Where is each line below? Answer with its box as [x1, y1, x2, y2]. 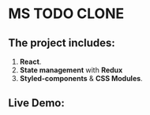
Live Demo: [8, 96, 65, 110]
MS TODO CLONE [8, 5, 125, 23]
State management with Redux [19, 65, 123, 75]
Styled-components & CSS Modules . [19, 74, 144, 83]
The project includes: [8, 36, 116, 50]
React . [19, 57, 42, 66]
